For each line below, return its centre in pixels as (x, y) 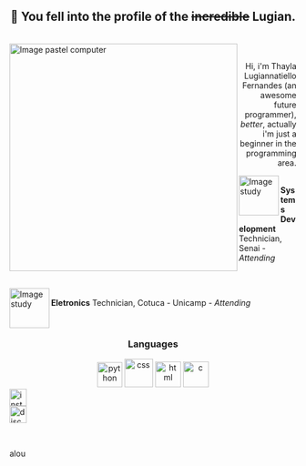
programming (271, 153)
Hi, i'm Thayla (271, 66)
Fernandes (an (269, 85)
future (285, 105)
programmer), (270, 114)
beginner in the (268, 143)
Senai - (253, 248)
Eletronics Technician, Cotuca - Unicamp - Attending (151, 302)
